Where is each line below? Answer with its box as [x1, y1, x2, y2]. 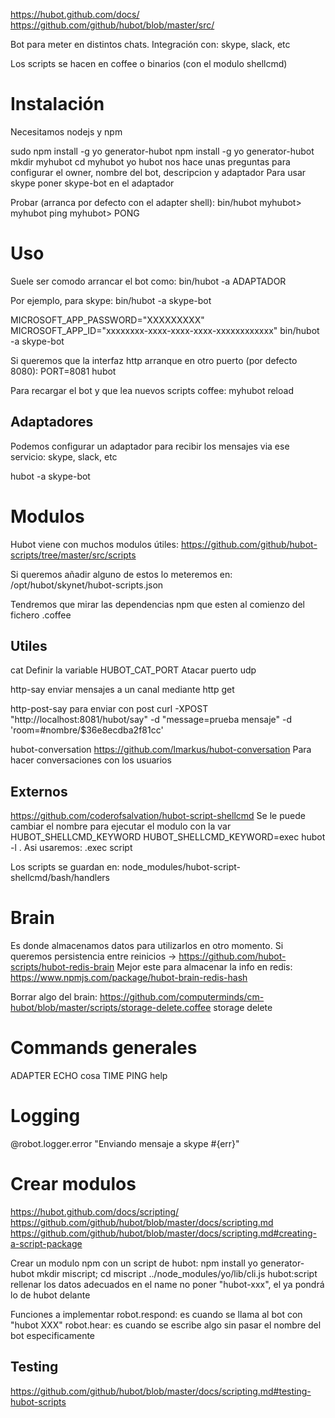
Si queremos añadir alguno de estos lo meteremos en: [10, 568, 233, 580]
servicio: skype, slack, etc [10, 450, 118, 463]
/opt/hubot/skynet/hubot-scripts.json [10, 579, 164, 591]
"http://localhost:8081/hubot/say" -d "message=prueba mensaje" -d [10, 714, 293, 726]
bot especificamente [10, 1330, 96, 1341]
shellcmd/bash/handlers [10, 872, 110, 884]
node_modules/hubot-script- [121, 861, 241, 873]
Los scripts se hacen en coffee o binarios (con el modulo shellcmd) [10, 58, 288, 69]
